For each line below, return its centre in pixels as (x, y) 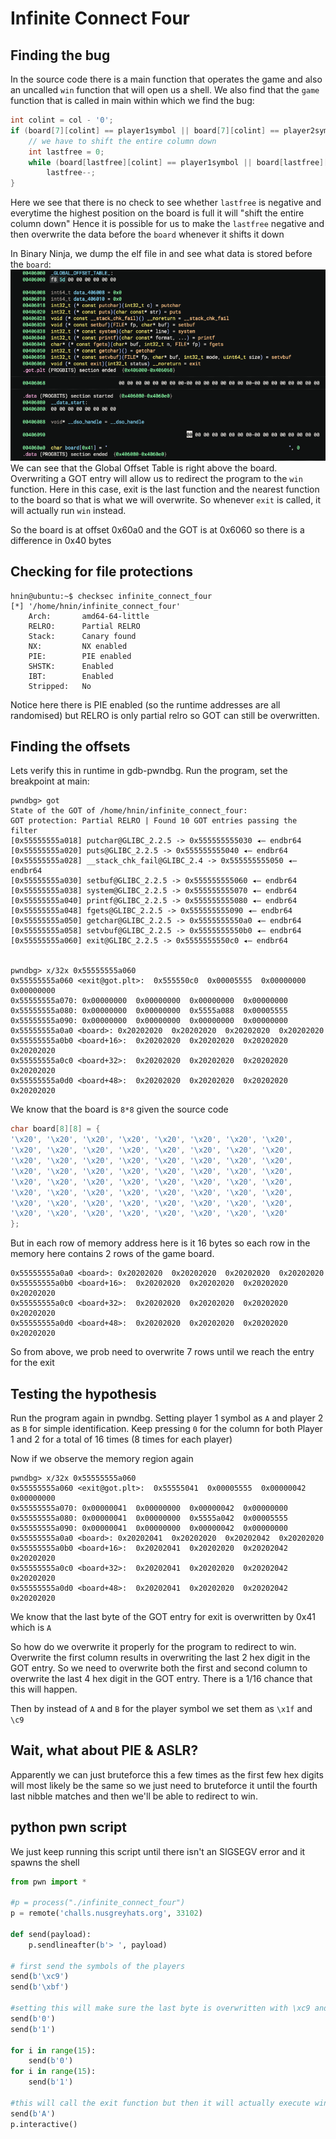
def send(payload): (51, 1934)
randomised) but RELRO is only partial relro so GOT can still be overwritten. (165, 715)
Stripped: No (60, 686)
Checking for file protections (101, 572)
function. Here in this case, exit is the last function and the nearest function (165, 489)
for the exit (32, 1363)
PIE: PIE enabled (80, 656)
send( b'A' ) (33, 2113)
